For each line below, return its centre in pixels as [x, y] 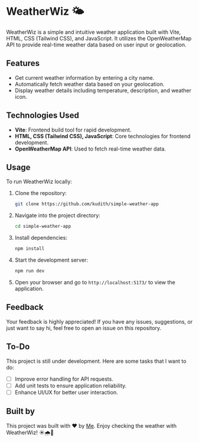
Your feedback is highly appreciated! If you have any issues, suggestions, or [99, 321]
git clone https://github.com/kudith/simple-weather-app [87, 204]
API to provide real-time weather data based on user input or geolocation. [97, 45]
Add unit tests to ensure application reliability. [70, 385]
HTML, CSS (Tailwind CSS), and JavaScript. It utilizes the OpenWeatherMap [99, 38]
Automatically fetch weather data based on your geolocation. [89, 84]
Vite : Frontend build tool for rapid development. [73, 130]
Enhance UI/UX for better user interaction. [66, 392]
